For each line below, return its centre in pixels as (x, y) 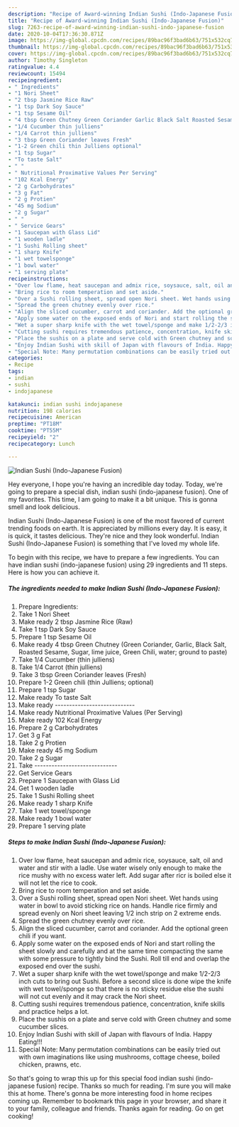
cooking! (21, 1116)
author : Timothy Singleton (48, 61)
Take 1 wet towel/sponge (55, 811)
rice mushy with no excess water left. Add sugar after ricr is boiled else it (125, 875)
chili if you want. (42, 935)
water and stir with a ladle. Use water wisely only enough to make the (120, 867)
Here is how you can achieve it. (54, 572)
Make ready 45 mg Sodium (58, 750)
